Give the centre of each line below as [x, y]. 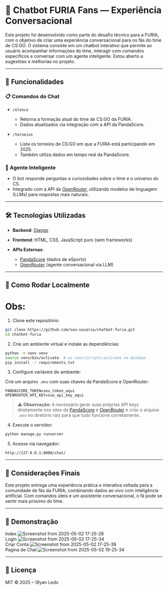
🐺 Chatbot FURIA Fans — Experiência [83, 10]
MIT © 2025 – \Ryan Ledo [32, 582]
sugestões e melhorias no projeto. [40, 61]
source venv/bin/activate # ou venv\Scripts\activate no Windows [76, 358]
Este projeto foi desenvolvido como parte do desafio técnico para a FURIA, [82, 35]
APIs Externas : [28, 249]
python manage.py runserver [34, 434]
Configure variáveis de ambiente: [46, 372]
